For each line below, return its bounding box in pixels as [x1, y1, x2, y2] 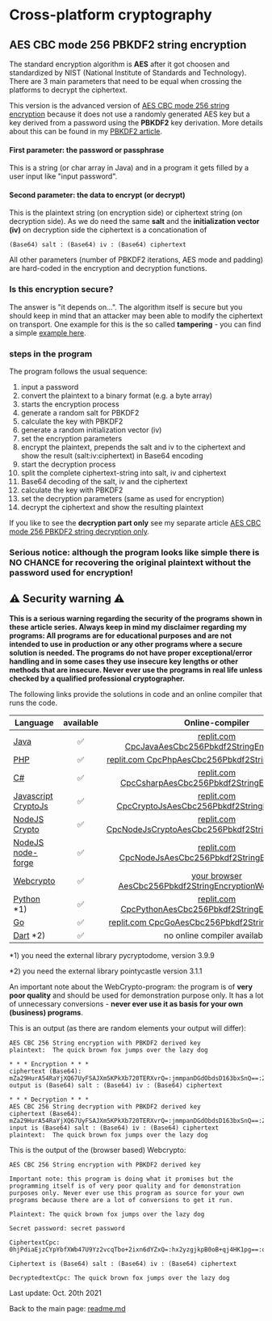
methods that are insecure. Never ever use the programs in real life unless [9, 665, 263, 674]
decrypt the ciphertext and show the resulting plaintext [20, 503, 204, 512]
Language [14, 717, 55, 728]
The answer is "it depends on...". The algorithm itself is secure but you [9, 302, 243, 312]
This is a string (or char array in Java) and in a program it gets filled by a [9, 163, 249, 173]
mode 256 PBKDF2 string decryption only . [9, 527, 150, 536]
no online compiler [163, 930, 235, 941]
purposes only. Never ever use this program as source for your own [9, 1188, 245, 1197]
